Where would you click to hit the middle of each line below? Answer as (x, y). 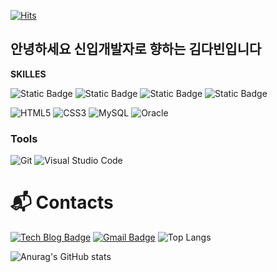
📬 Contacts (62, 202)
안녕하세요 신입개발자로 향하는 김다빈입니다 (136, 49)
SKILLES (28, 74)
